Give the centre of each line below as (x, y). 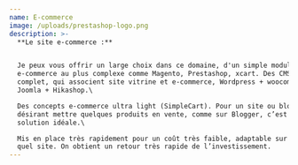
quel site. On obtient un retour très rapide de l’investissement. (145, 146)
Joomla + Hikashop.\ (55, 90)
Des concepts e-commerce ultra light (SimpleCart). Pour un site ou (146, 106)
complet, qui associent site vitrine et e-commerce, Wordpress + (141, 82)
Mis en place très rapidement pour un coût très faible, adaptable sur (153, 139)
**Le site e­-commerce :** (65, 42)
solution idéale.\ (51, 123)
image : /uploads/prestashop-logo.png (79, 26)
